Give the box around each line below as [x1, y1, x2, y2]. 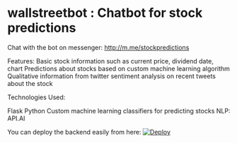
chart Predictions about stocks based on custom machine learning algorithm [7, 64, 230, 73]
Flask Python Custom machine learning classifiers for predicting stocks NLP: [7, 106, 231, 115]
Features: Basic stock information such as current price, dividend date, [7, 56, 214, 65]
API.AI [7, 114, 25, 123]
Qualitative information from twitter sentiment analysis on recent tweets [7, 72, 216, 80]
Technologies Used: [7, 93, 66, 101]
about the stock [7, 79, 53, 87]
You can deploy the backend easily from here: [7, 128, 141, 136]
